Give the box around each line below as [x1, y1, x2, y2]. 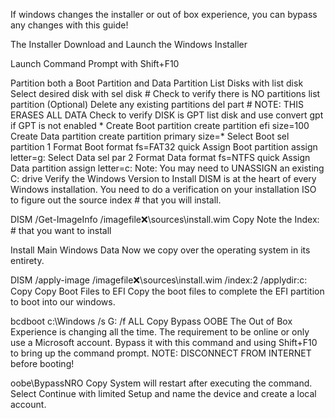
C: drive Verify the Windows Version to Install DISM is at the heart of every [10, 173, 317, 184]
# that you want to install [10, 225, 112, 236]
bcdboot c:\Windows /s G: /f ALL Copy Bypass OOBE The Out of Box [10, 315, 293, 327]
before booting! [10, 358, 75, 369]
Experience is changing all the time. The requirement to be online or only [10, 326, 310, 338]
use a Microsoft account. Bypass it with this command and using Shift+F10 [10, 337, 318, 348]
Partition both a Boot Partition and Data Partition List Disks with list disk [10, 77, 304, 89]
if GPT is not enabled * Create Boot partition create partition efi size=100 [10, 120, 310, 131]
